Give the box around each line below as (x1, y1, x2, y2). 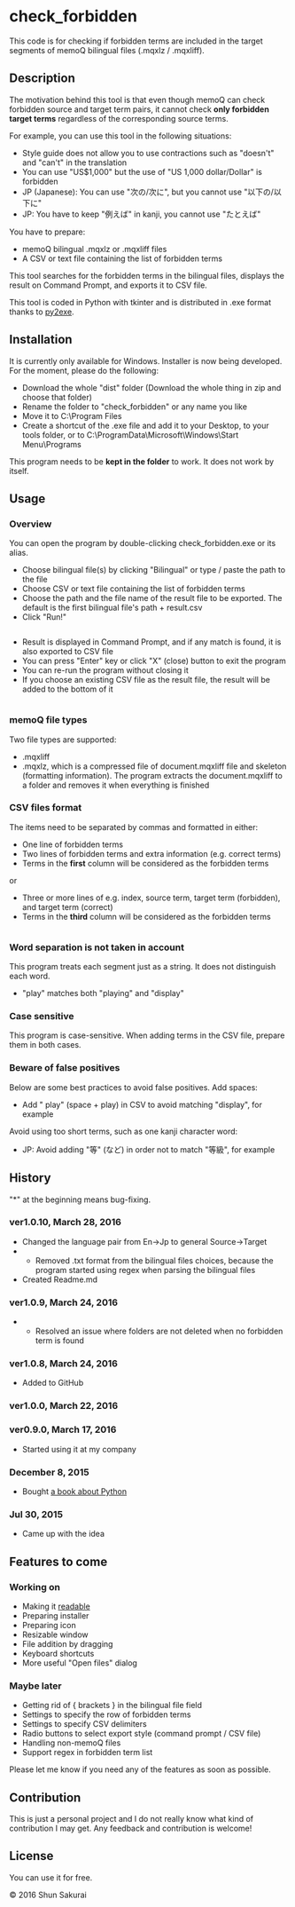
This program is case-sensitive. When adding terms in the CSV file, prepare (9, 1030, 285, 1041)
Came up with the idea (21, 1529, 105, 1539)
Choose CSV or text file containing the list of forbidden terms (21, 583, 245, 594)
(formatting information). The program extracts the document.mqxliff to (21, 770, 283, 780)
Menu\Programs (21, 439, 82, 449)
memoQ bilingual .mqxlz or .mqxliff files (21, 243, 167, 254)
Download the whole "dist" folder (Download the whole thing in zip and (21, 382, 282, 392)
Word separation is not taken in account (9, 941, 184, 953)
